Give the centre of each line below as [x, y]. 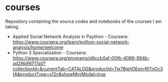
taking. [12, 26]
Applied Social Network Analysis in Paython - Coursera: [70, 36]
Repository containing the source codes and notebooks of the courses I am [83, 21]
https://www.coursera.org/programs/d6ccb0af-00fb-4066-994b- [81, 58]
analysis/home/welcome [38, 47]
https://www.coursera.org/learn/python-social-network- [71, 42]
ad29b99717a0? [29, 63]
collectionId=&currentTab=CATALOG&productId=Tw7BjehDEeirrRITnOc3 [88, 69]
